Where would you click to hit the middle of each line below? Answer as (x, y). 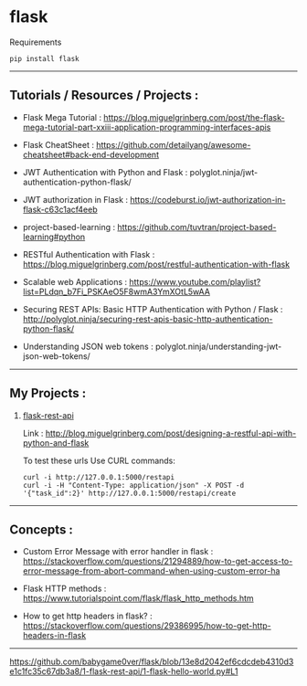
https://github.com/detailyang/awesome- (173, 144)
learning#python (54, 237)
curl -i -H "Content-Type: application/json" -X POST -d (133, 485)
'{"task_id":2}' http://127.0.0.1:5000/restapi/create (129, 493)
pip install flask (44, 58)
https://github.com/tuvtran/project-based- (197, 227)
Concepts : (41, 529)
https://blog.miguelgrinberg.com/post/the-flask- (194, 117)
